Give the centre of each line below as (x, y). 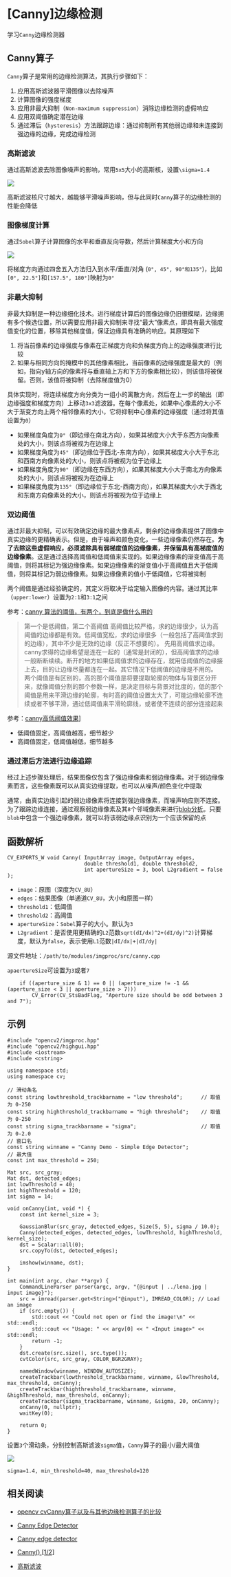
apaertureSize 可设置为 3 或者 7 (48, 970)
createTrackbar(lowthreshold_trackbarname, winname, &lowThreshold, (120, 1377)
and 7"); (20, 1002)
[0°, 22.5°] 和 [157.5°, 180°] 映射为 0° (61, 278)
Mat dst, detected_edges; (44, 1178)
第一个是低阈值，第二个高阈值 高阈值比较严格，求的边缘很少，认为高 (121, 626)
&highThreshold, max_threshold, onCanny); (69, 1395)
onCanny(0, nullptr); (50, 1407)
